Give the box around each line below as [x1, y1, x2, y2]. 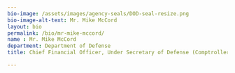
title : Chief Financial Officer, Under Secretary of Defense [7, 49, 190, 56]
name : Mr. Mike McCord [7, 36, 77, 43]
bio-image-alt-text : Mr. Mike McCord [7, 17, 117, 24]
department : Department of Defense [7, 42, 111, 49]
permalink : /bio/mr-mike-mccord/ [7, 29, 105, 37]
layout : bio [7, 23, 42, 30]
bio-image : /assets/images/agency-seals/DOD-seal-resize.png [7, 10, 190, 17]
